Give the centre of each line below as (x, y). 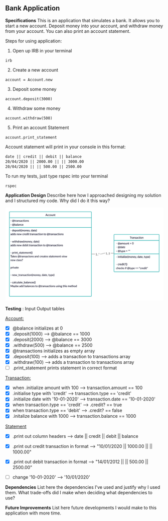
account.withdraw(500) (29, 118)
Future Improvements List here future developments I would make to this (81, 507)
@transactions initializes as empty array (54, 351)
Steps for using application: (34, 41)
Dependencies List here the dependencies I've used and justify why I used (83, 487)
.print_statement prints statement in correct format (64, 368)
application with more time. (33, 513)
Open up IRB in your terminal (42, 50)
